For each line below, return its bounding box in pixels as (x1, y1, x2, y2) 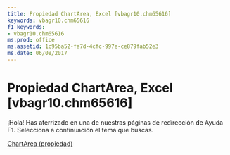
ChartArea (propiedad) (7, 139, 73, 148)
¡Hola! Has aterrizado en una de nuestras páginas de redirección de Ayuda (7, 118, 224, 127)
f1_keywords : (7, 23, 46, 30)
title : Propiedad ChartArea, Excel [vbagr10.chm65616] (7, 10, 172, 18)
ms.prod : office (7, 37, 55, 44)
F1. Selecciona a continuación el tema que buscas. (7, 125, 154, 134)
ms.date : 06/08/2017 (7, 50, 68, 57)
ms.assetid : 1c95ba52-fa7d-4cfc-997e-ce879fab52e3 (7, 43, 159, 50)
